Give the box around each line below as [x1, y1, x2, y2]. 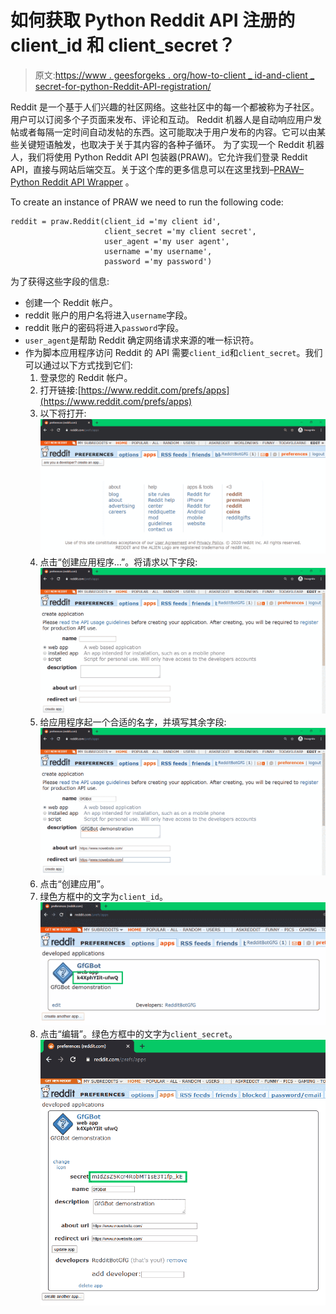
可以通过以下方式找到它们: [24, 359, 133, 371]
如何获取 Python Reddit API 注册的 [10, 9, 296, 32]
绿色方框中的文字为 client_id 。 [39, 890, 169, 902]
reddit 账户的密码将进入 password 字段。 [24, 321, 185, 333]
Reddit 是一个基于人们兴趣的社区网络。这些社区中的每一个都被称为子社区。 [10, 101, 320, 113]
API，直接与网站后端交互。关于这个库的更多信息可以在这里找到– [10, 163, 275, 175]
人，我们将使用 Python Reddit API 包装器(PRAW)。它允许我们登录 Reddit [10, 151, 308, 163]
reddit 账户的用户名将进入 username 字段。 [24, 309, 193, 321]
